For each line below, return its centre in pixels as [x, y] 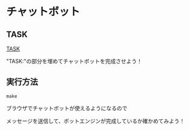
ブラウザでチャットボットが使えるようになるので [67, 108]
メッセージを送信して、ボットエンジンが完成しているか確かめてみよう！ [96, 121]
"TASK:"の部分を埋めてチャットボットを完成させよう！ [74, 61]
